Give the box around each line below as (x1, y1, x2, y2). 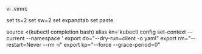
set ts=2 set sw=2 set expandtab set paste (6, 17, 114, 23)
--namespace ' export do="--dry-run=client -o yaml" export (26, 35, 177, 41)
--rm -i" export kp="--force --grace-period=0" (42, 41, 161, 48)
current (6, 35, 25, 41)
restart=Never (6, 41, 41, 48)
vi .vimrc (6, 5, 28, 12)
